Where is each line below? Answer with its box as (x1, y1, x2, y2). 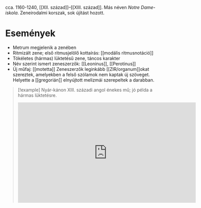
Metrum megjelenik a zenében (12, 44, 77, 50)
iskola (5, 10, 18, 16)
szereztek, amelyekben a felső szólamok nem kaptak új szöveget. (12, 71, 150, 77)
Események (5, 28, 56, 39)
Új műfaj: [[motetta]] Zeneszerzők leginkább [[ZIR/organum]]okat (12, 66, 149, 72)
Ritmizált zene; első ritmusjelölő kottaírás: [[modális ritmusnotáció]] (12, 49, 154, 56)
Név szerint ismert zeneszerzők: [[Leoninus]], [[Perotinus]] (12, 61, 136, 67)
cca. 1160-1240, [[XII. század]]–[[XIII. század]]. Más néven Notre (5, 5, 140, 10)
